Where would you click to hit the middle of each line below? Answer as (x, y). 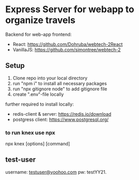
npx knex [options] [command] (38, 144)
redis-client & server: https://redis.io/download (62, 114)
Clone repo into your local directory (50, 78)
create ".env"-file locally (38, 94)
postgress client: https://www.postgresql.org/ (61, 119)
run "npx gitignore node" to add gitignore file (60, 89)
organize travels (40, 20)
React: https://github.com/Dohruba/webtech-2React (68, 44)
